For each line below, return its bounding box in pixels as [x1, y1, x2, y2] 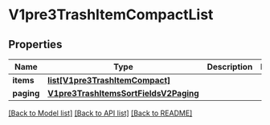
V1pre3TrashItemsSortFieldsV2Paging [47, 88, 199, 99]
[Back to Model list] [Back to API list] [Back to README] [8, 108, 193, 118]
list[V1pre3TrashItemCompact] [47, 75, 171, 86]
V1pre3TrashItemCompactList [8, 6, 214, 24]
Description [207, 62, 253, 72]
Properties [8, 38, 63, 51]
